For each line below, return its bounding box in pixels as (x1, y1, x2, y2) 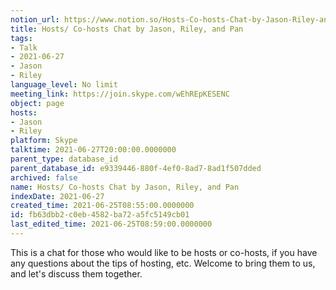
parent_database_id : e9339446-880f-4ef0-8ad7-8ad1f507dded (10, 163, 262, 173)
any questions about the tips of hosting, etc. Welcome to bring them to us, (10, 257, 316, 269)
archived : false (10, 172, 78, 183)
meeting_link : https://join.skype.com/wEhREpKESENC (10, 89, 230, 99)
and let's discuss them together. (10, 267, 143, 280)
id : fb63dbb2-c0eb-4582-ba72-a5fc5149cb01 (10, 210, 190, 220)
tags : (10, 33, 33, 43)
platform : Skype (10, 136, 78, 146)
